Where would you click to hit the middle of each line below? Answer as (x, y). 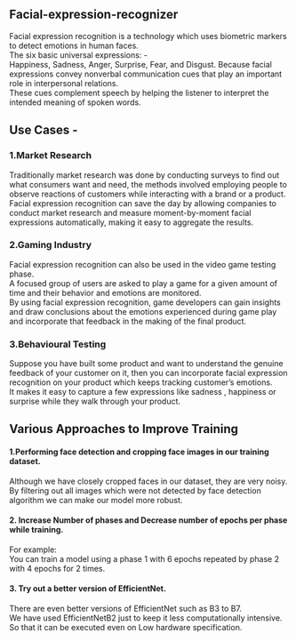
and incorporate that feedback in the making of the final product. (128, 321)
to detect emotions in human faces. (74, 45)
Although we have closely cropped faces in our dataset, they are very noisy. (148, 481)
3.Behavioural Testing (58, 344)
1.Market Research (50, 156)
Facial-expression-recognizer (94, 15)
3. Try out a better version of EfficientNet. (88, 589)
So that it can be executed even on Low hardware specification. (126, 628)
